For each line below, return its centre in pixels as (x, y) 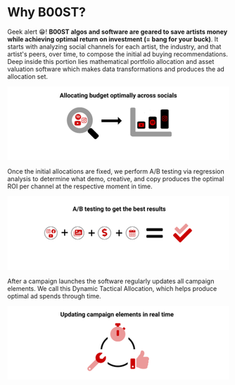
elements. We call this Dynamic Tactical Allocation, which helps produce (112, 288)
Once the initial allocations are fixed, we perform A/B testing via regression (116, 171)
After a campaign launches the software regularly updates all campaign (111, 281)
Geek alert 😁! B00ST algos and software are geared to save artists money (118, 32)
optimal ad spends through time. (54, 296)
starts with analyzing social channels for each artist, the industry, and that (114, 46)
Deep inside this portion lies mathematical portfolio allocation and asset (111, 61)
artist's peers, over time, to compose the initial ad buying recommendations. (118, 54)
